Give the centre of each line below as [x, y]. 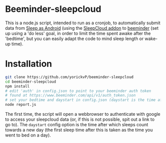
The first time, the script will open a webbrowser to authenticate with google [83, 114]
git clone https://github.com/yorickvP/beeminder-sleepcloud [69, 77]
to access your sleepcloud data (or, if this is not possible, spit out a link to [80, 119]
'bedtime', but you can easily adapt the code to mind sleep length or [75, 39]
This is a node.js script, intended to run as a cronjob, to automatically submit [83, 23]
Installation [29, 64]
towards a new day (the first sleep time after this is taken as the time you [79, 130]
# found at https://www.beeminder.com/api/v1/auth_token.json [70, 95]
